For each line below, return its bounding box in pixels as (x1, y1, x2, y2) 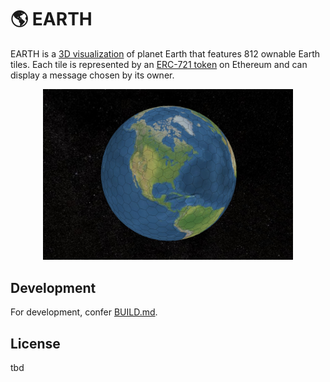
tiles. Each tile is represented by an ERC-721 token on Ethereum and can (10, 58, 308, 70)
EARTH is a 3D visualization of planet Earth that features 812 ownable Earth (10, 47, 321, 60)
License (10, 335, 61, 352)
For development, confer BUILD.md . (10, 306, 158, 318)
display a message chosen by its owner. (10, 69, 175, 81)
